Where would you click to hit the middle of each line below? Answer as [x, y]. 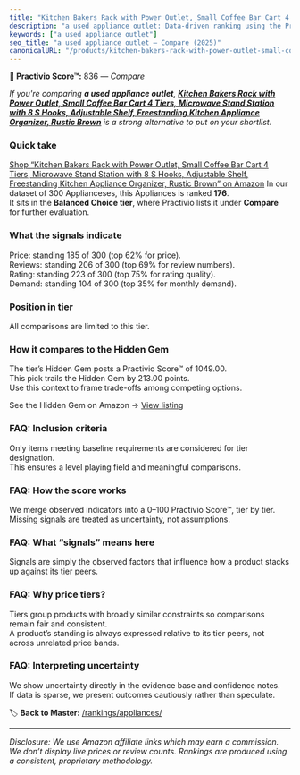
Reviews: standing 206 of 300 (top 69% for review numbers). [122, 264]
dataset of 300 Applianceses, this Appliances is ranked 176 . [119, 193]
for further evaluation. [50, 212]
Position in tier [41, 307]
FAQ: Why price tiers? [58, 594]
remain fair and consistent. [58, 624]
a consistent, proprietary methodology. [81, 761]
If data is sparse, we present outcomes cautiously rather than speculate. [142, 694]
